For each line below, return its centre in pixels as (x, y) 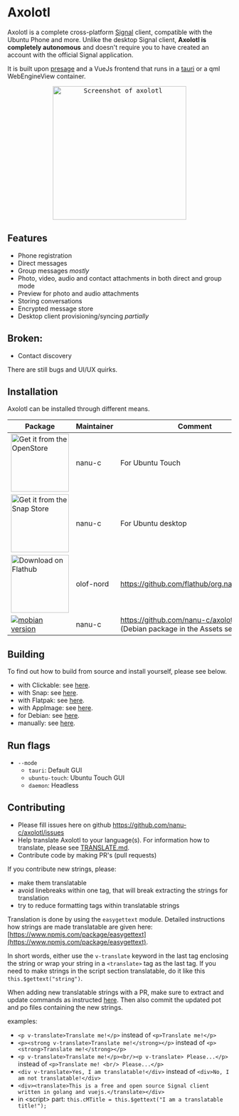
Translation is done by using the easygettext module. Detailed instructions (116, 919)
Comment (195, 427)
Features (27, 238)
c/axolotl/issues (41, 832)
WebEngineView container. (47, 76)
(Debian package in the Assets (171, 629)
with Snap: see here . (48, 693)
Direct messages (42, 263)
